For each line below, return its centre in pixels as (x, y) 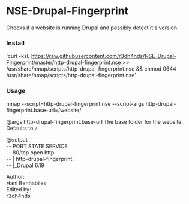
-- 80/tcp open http (30, 152)
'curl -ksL (18, 56)
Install (16, 43)
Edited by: (19, 189)
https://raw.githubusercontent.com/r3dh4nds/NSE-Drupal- (104, 56)
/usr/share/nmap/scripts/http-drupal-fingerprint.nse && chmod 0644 (91, 69)
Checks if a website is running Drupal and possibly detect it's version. (92, 28)
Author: (16, 176)
